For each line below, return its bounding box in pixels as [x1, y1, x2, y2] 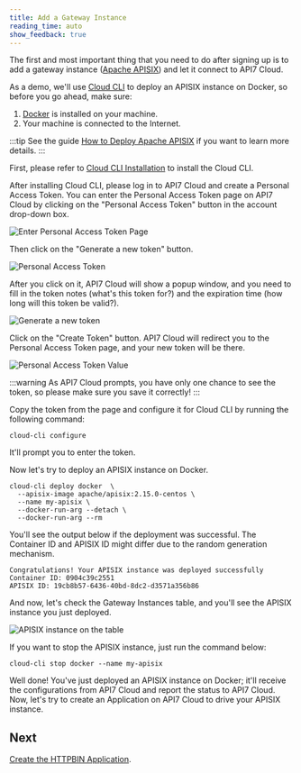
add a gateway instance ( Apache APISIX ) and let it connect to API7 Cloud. [9, 64, 284, 75]
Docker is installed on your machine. [22, 109, 159, 120]
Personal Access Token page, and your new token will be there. [9, 342, 246, 353]
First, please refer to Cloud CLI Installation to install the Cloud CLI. [9, 163, 254, 174]
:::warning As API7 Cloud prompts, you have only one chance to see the [9, 377, 277, 388]
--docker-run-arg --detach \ [17, 505, 127, 514]
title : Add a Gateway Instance [9, 13, 127, 23]
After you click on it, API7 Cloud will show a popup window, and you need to [9, 278, 292, 289]
